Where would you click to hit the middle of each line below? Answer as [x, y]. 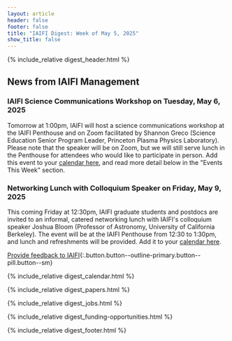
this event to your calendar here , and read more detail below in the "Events [115, 162]
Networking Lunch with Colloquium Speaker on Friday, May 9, [114, 188]
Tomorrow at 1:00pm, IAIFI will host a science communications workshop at [116, 125]
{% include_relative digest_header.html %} [68, 59]
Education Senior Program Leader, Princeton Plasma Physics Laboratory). [113, 140]
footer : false [28, 27]
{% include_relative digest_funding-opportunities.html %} [90, 317]
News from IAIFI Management [73, 81]
